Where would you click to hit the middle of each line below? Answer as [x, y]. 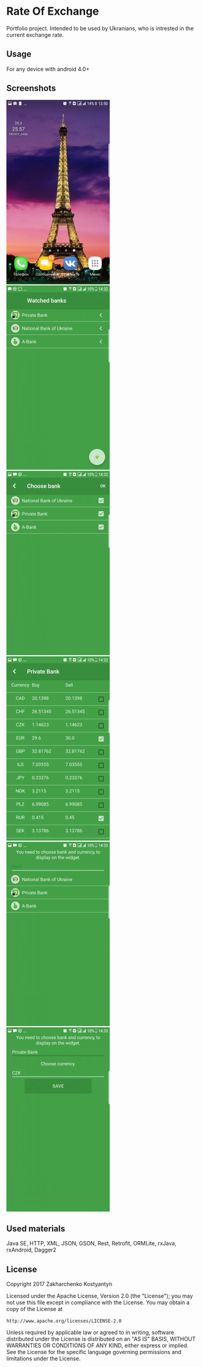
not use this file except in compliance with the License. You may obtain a [98, 1302]
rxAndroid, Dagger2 [32, 1250]
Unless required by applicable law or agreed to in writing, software [90, 1333]
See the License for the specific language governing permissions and [94, 1352]
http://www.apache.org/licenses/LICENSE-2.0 [64, 1321]
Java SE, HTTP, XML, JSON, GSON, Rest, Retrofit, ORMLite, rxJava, [92, 1244]
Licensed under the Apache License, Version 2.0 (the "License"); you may [100, 1296]
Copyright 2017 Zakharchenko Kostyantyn [59, 1284]
